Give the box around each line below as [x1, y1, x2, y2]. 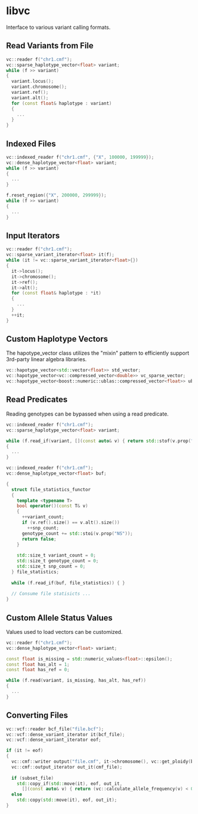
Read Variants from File [6, 41, 94, 51]
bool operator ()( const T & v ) [16, 503, 88, 509]
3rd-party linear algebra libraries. [6, 356, 87, 363]
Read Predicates [6, 394, 68, 405]
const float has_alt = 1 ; [6, 661, 70, 668]
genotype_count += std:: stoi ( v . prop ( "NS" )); [21, 530, 133, 537]
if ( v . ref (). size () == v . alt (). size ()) [21, 519, 120, 525]
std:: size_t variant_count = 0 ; [16, 553, 96, 558]
